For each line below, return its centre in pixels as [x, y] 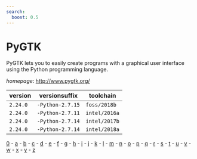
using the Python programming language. [57, 70]
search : [16, 12]
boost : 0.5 [25, 17]
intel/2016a [103, 113]
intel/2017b [103, 121]
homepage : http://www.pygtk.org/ [48, 81]
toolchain [102, 96]
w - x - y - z [21, 150]
